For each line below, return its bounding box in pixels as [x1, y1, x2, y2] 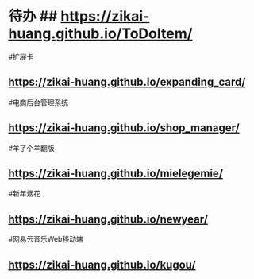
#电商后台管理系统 [8, 97, 69, 107]
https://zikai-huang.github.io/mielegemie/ [8, 166, 224, 180]
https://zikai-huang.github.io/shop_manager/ [8, 121, 240, 135]
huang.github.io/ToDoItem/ [8, 25, 193, 43]
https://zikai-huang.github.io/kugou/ [8, 258, 196, 271]
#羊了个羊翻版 [8, 143, 55, 153]
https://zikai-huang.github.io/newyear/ [8, 212, 209, 226]
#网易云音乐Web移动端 [8, 234, 83, 244]
